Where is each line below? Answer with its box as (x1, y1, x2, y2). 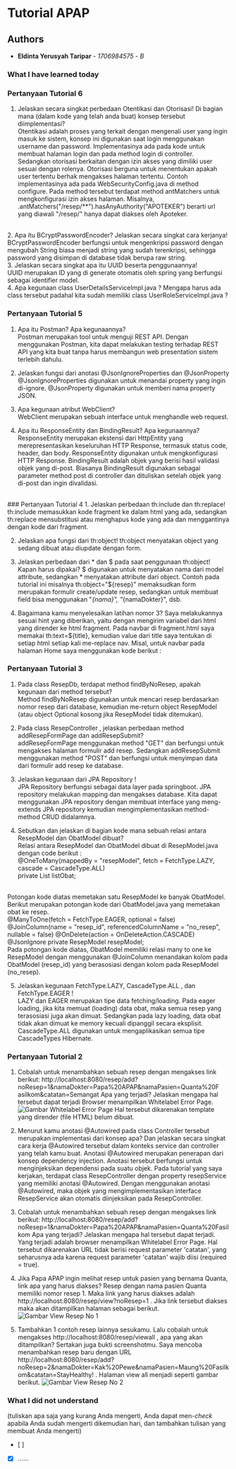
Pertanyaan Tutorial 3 (7, 663, 83, 673)
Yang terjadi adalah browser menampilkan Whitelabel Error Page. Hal (17, 1238, 218, 1246)
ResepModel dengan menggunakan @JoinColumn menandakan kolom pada (7, 953, 228, 961)
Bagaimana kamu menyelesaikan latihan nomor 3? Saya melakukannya (17, 608, 223, 617)
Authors (7, 33, 44, 45)
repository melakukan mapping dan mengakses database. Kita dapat (17, 790, 218, 799)
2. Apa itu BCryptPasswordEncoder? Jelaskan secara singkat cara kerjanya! (7, 231, 228, 240)
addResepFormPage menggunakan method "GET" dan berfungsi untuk (17, 738, 224, 747)
